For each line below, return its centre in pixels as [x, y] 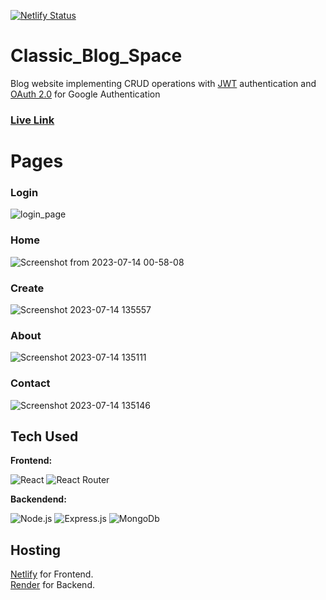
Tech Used [44, 436]
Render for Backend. [52, 585]
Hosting [36, 550]
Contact [30, 383]
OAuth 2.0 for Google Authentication [85, 94]
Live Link [32, 120]
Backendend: [38, 499]
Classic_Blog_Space [96, 56]
